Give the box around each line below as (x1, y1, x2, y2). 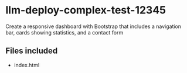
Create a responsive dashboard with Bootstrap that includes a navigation (5, 23, 182, 30)
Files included (5, 46, 58, 56)
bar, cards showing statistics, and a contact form (5, 29, 124, 36)
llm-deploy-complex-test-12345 (5, 4, 166, 17)
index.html (13, 61, 40, 68)
